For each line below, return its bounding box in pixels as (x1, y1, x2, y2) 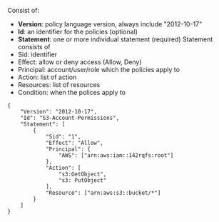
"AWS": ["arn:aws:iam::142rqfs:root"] (58, 152, 174, 159)
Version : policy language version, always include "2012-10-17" (17, 20, 203, 28)
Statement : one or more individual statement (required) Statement (17, 35, 213, 44)
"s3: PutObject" (58, 177, 107, 184)
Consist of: (7, 6, 40, 14)
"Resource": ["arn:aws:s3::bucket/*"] (45, 189, 161, 196)
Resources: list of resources (17, 81, 101, 89)
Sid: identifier (17, 50, 58, 59)
